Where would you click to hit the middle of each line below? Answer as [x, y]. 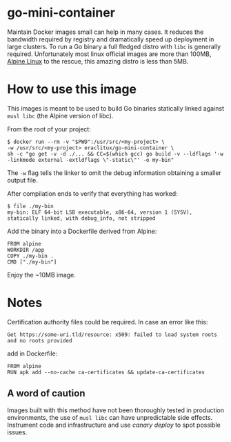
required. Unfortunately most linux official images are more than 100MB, [109, 54]
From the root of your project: [49, 129]
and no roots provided [40, 340]
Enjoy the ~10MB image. [41, 275]
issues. [17, 432]
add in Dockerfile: [32, 353]
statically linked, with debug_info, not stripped [81, 218]
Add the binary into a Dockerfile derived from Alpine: [82, 231]
